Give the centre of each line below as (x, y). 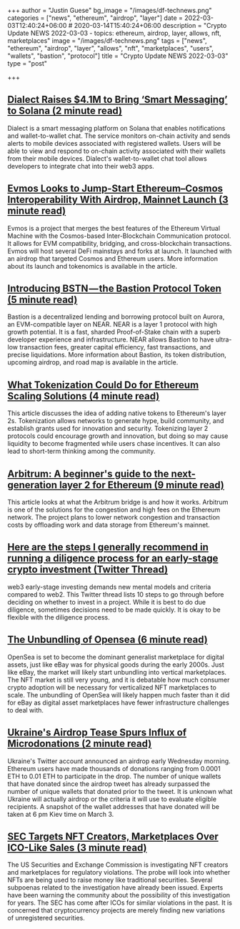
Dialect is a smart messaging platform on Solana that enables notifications (116, 128)
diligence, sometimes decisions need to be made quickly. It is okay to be (114, 610)
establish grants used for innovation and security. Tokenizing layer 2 (108, 429)
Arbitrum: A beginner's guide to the (88, 473)
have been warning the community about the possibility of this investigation (119, 895)
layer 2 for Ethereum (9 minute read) (142, 485)
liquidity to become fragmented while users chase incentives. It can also (114, 444)
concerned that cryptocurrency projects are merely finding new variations (116, 910)
